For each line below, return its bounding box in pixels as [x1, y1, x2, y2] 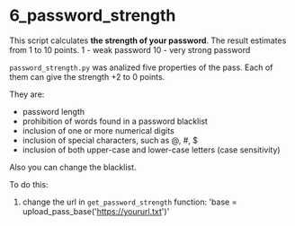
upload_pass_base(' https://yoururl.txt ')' [22, 205, 170, 216]
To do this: [9, 178, 49, 189]
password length [22, 106, 85, 117]
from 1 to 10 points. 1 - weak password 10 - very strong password [9, 44, 251, 55]
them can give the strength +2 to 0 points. [9, 71, 165, 82]
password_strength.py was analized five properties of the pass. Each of [9, 62, 273, 73]
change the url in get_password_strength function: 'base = [22, 196, 237, 207]
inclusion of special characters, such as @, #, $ [22, 135, 198, 145]
